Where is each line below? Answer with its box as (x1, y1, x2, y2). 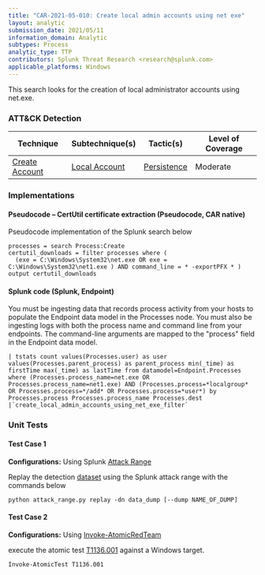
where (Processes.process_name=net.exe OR (8, 374, 150, 381)
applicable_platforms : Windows (8, 63, 111, 71)
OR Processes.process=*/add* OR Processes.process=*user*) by (8, 388, 217, 396)
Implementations (8, 190, 75, 201)
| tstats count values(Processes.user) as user (8, 353, 168, 361)
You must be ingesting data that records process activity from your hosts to (8, 304, 254, 314)
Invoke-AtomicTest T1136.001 (8, 560, 104, 569)
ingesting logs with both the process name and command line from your (8, 321, 242, 330)
